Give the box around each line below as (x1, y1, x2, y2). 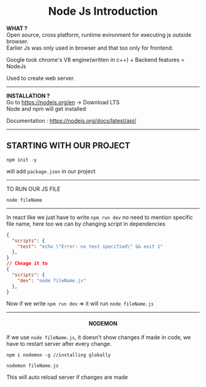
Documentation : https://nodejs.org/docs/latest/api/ (6, 117, 137, 124)
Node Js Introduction (48, 4, 158, 18)
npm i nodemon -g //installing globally (6, 351, 112, 358)
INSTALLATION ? (6, 92, 50, 99)
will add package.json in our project (6, 167, 96, 175)
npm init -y (6, 156, 37, 163)
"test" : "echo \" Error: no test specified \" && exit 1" (17, 243, 164, 250)
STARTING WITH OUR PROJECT (6, 140, 131, 151)
